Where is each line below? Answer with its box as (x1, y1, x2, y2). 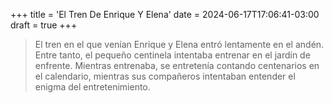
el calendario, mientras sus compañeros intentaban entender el (34, 70, 296, 82)
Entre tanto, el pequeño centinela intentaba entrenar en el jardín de (34, 49, 311, 61)
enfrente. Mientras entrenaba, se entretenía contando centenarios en (34, 60, 320, 71)
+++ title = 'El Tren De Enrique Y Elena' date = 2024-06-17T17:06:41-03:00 (10, 9, 320, 20)
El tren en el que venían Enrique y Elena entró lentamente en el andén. (34, 39, 325, 50)
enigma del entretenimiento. (34, 81, 151, 93)
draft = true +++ (10, 19, 78, 31)
